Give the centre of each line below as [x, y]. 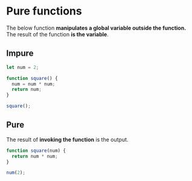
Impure [20, 54]
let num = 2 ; [23, 67]
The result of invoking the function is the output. [67, 139]
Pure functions [44, 11]
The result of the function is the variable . [57, 34]
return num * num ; [35, 156]
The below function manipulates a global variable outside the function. [96, 28]
